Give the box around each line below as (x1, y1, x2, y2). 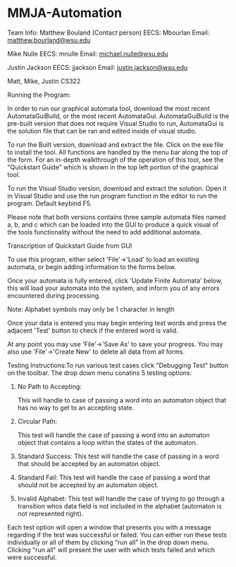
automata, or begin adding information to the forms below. (7, 263, 177, 271)
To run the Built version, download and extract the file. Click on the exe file (7, 140, 224, 149)
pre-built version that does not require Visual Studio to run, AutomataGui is (7, 119, 224, 128)
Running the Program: (7, 90, 71, 99)
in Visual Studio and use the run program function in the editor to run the (7, 191, 218, 200)
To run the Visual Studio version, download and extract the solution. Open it (7, 184, 227, 192)
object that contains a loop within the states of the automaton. (17, 438, 198, 446)
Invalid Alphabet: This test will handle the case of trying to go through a (17, 494, 225, 503)
